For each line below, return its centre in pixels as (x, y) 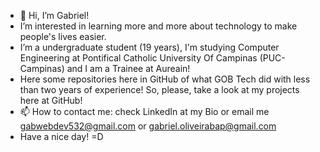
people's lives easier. (63, 36)
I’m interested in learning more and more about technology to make (158, 26)
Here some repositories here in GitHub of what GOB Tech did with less (165, 79)
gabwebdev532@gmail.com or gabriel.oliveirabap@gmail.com (148, 126)
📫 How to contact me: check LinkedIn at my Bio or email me (144, 111)
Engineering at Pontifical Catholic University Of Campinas (138, 58)
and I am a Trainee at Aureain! (128, 68)
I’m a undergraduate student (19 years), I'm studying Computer (149, 47)
